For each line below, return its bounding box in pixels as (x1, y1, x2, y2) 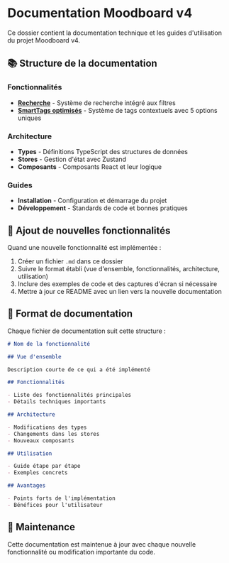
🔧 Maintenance (7, 521, 76, 533)
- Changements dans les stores (7, 430, 100, 437)
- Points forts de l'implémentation (7, 495, 116, 502)
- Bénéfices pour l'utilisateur (7, 501, 103, 508)
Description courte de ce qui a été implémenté (7, 366, 151, 373)
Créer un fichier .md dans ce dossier (17, 257, 123, 266)
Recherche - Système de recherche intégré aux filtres (17, 98, 176, 107)
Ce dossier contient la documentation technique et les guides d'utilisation (7, 28, 222, 37)
